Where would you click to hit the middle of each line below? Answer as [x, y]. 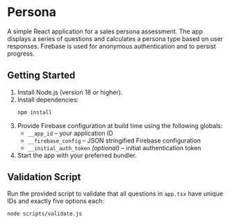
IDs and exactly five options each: [56, 201]
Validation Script [44, 177]
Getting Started [41, 75]
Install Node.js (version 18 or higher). [70, 92]
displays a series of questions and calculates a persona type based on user [115, 38]
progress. [21, 54]
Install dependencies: [48, 99]
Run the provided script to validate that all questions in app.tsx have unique [115, 194]
